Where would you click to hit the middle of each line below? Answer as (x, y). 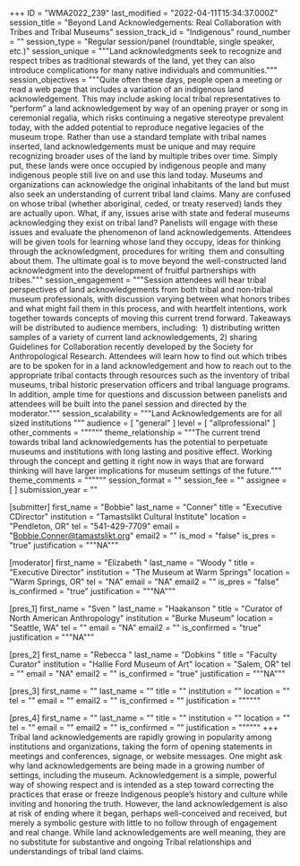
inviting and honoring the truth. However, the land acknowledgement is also (149, 804)
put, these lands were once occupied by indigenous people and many (138, 166)
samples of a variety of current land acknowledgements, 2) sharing (133, 337)
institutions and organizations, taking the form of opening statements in (141, 747)
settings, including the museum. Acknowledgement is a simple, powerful (143, 775)
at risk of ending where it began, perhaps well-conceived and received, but (148, 813)
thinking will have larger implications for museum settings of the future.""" (146, 471)
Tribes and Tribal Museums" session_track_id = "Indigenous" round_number (150, 32)
